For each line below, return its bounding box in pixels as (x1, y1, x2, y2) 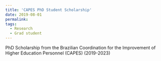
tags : (5, 21, 17, 27)
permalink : (5, 17, 28, 22)
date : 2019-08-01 (5, 12, 42, 17)
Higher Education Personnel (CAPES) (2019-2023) (5, 50, 111, 56)
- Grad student (10, 31, 42, 36)
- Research (10, 26, 33, 31)
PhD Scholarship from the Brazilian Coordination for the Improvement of (5, 45, 156, 50)
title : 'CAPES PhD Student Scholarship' (5, 7, 92, 13)
